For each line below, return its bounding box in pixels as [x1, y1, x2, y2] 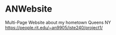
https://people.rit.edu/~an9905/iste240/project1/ [5, 24, 103, 30]
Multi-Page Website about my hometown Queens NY [5, 19, 111, 25]
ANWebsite [5, 3, 53, 15]
